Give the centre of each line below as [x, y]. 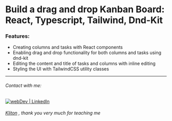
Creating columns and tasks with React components [68, 47]
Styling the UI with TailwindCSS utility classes [61, 69]
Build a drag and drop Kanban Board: [85, 9]
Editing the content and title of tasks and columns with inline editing [84, 64]
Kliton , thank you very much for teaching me [53, 113]
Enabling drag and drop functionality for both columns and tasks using [87, 53]
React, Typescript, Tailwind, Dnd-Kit [84, 20]
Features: [17, 36]
